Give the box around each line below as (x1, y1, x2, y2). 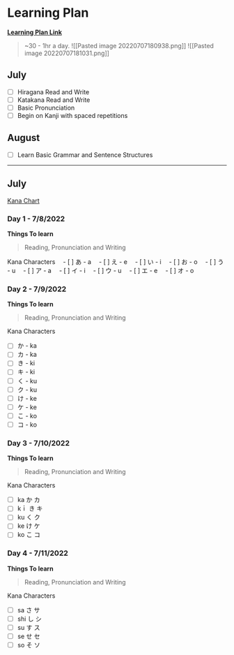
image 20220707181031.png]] (24, 49, 110, 57)
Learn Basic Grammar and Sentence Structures (17, 150, 153, 159)
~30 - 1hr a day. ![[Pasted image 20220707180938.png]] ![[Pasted (24, 41, 214, 50)
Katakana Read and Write (17, 96, 91, 104)
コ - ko (17, 420, 37, 429)
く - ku (17, 376, 38, 385)
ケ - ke (17, 403, 37, 411)
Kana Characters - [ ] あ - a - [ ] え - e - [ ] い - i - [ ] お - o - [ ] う (7, 257, 224, 266)
